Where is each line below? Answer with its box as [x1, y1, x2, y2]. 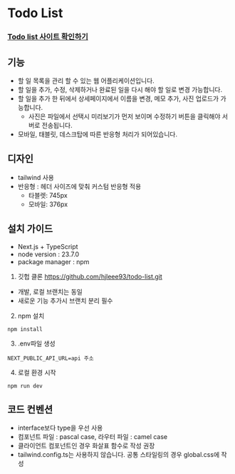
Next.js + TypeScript [17, 242, 78, 251]
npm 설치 [17, 311, 45, 320]
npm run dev [7, 382, 43, 390]
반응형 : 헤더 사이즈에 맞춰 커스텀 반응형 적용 [17, 182, 142, 191]
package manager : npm [17, 257, 90, 266]
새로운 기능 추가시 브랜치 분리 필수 [17, 296, 113, 305]
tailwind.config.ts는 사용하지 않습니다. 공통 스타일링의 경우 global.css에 [17, 450, 220, 459]
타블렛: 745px [28, 191, 68, 199]
